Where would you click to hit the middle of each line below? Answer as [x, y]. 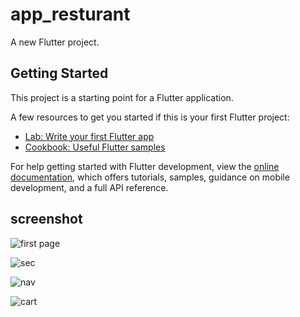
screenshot [46, 219]
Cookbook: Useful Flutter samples [95, 147]
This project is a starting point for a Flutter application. [122, 97]
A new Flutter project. [55, 42]
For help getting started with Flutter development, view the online [145, 166]
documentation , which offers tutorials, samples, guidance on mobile [150, 177]
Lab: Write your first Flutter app [89, 136]
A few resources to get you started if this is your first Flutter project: [150, 117]
